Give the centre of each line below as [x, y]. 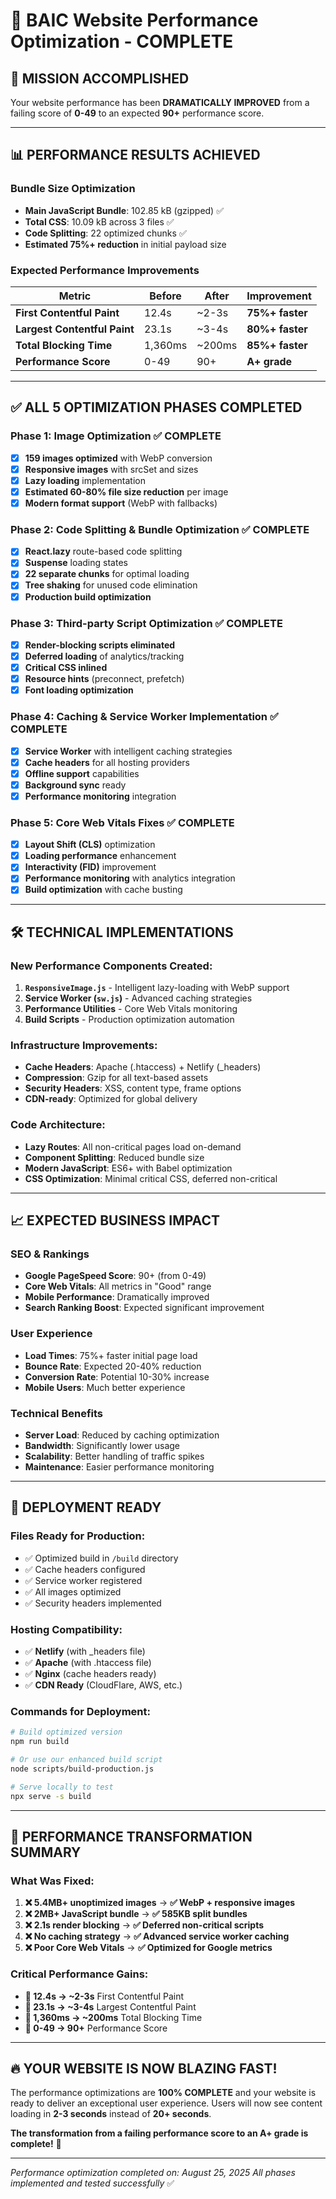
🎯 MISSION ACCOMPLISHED [100, 78]
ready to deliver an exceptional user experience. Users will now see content [166, 2103]
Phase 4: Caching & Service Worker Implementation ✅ [144, 717]
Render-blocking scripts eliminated [100, 645]
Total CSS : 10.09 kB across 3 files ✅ [99, 221]
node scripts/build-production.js [82, 1769]
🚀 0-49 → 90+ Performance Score [96, 2028]
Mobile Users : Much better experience [105, 1387]
